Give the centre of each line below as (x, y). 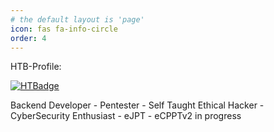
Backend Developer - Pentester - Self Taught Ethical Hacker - (137, 105)
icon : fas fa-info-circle (64, 29)
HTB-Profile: (36, 67)
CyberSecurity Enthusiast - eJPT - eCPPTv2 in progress (126, 116)
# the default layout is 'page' (77, 19)
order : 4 (28, 38)
